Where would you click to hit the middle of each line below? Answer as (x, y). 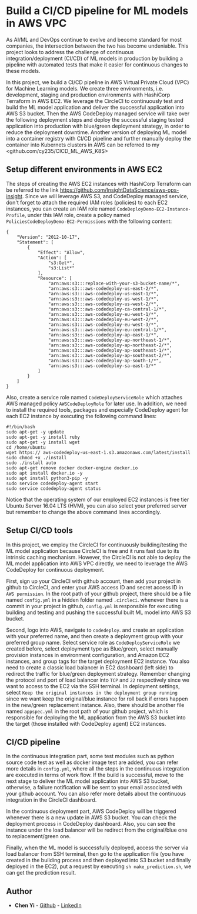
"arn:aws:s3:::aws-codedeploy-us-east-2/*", (103, 288)
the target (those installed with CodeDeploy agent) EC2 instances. (86, 723)
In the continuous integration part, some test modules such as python (90, 756)
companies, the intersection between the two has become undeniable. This (97, 46)
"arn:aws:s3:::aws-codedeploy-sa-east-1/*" (102, 366)
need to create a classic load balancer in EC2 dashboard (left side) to (90, 667)
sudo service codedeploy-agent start (52, 483)
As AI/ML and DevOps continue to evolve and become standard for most (94, 39)
